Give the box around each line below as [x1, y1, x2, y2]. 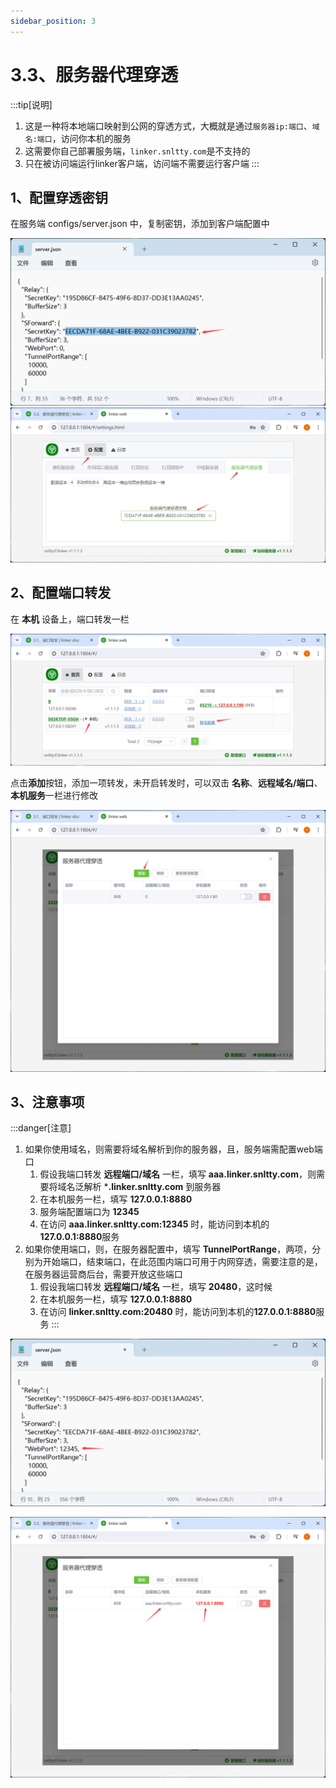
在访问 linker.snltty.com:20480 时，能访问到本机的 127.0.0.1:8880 [39, 1306, 317, 1318]
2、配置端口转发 [10, 585, 112, 602]
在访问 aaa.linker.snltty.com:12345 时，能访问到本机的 [39, 1218, 270, 1230]
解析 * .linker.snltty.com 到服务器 [83, 1181, 222, 1193]
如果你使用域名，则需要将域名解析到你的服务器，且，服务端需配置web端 [24, 1143, 323, 1155]
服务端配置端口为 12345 [39, 1206, 140, 1218]
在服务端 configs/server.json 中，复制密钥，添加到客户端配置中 [10, 218, 270, 230]
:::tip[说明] [10, 98, 53, 110]
